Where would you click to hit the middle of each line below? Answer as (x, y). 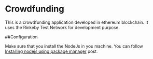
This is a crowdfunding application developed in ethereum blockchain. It (77, 22)
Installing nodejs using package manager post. (51, 51)
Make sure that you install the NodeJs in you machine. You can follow (74, 46)
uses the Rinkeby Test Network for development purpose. (62, 27)
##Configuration (21, 37)
